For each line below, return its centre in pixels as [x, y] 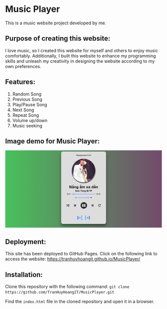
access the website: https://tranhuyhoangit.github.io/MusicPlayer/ [73, 259]
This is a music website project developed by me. [56, 23]
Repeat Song [26, 115]
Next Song [23, 110]
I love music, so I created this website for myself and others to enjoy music [82, 50]
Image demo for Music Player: [52, 141]
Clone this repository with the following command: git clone [67, 287]
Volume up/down [30, 120]
